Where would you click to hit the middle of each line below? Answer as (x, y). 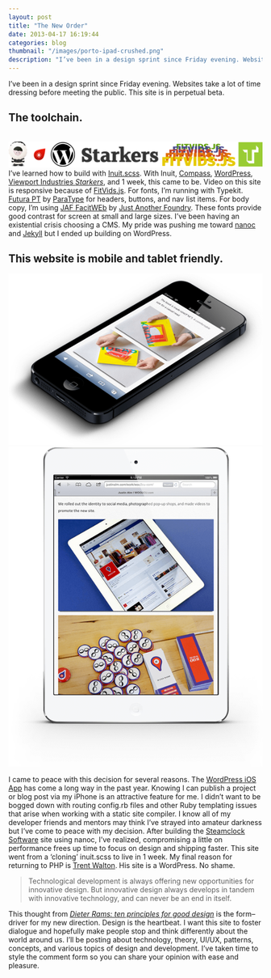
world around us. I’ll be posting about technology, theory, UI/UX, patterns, (131, 940)
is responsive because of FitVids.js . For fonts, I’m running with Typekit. (126, 190)
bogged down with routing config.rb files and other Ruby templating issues (133, 806)
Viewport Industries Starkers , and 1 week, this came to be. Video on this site (135, 181)
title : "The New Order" (48, 25)
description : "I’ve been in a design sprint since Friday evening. (124, 60)
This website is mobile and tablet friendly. (116, 258)
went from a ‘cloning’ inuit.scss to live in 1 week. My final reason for (120, 857)
